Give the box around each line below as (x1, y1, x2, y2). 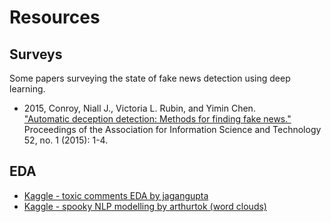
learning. (9, 83, 46, 95)
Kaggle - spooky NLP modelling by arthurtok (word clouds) (23, 200, 267, 212)
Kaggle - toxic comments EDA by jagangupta (23, 189, 209, 201)
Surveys (9, 46, 63, 63)
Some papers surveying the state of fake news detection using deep (9, 72, 291, 84)
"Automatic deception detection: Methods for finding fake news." (23, 113, 292, 125)
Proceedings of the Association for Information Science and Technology (23, 124, 322, 135)
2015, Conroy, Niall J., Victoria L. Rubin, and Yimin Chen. (23, 102, 256, 114)
